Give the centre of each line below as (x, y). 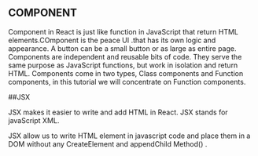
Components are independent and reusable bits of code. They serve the (125, 56)
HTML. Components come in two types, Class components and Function (126, 73)
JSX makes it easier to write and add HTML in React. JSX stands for (118, 112)
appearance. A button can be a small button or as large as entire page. (123, 48)
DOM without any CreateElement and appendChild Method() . (108, 143)
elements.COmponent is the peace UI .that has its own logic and (112, 40)
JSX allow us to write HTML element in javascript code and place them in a (129, 136)
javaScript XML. (34, 120)
